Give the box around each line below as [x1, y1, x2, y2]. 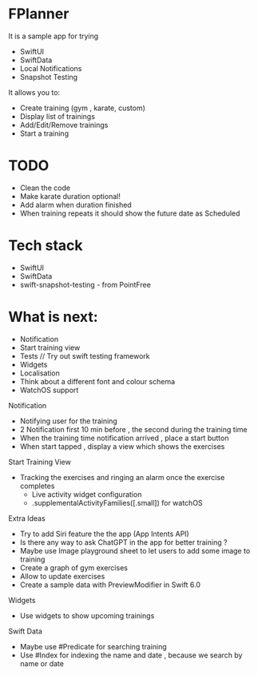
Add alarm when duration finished [19, 200, 132, 209]
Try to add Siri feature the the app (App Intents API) [19, 529, 189, 538]
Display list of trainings [19, 111, 96, 121]
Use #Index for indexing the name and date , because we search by [19, 650, 243, 660]
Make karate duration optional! [19, 191, 121, 201]
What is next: [8, 308, 98, 326]
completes [19, 481, 55, 490]
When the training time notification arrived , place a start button [19, 433, 229, 443]
